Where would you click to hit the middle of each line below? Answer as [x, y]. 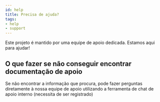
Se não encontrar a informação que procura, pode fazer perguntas [74, 83]
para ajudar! [17, 48]
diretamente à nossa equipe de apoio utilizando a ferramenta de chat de [79, 88]
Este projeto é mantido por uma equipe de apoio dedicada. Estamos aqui [80, 42]
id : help [14, 10]
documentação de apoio [44, 71]
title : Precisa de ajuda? [32, 14]
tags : [11, 19]
